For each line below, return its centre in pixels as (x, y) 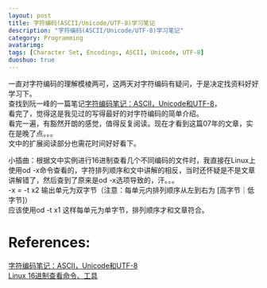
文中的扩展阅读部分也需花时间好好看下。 (74, 143)
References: (49, 243)
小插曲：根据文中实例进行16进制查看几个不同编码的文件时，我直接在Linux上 (132, 160)
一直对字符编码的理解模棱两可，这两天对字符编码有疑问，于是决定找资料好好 (133, 84)
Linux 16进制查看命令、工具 (53, 275)
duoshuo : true (32, 60)
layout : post (30, 16)
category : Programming (46, 38)
